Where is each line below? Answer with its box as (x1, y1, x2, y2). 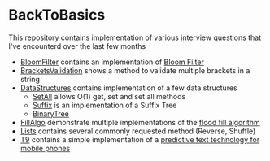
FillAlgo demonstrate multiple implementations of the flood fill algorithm (20, 117, 260, 127)
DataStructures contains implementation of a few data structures (20, 83, 237, 93)
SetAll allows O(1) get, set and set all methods (32, 91, 186, 101)
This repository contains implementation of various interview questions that (8, 33, 262, 42)
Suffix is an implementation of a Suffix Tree (32, 100, 177, 110)
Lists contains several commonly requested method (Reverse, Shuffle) (20, 126, 256, 136)
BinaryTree (32, 108, 69, 119)
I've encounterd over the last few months (8, 41, 146, 50)
